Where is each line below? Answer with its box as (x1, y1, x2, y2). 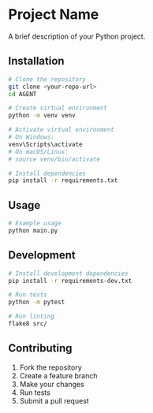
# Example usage (8, 219, 62, 228)
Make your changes (19, 379, 84, 389)
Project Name (8, 6, 99, 24)
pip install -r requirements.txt (8, 177, 118, 184)
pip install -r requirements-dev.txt (8, 277, 132, 285)
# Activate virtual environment (8, 126, 114, 134)
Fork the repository (19, 363, 83, 372)
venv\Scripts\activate (8, 140, 83, 148)
